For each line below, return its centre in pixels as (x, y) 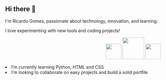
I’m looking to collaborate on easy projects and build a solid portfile (80, 72)
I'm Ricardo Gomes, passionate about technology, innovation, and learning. (82, 21)
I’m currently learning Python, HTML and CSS (58, 67)
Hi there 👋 (21, 9)
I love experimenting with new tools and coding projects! (62, 31)
